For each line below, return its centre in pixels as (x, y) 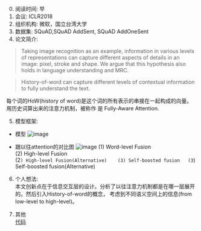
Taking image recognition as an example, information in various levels (108, 51)
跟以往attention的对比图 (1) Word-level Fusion (83, 147)
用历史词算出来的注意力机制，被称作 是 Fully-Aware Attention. (83, 108)
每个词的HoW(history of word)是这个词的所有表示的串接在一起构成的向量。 (99, 101)
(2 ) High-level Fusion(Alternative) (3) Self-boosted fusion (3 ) (105, 160)
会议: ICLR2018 (34, 16)
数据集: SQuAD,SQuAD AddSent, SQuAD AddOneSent (82, 31)
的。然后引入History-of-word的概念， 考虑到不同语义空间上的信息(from (103, 194)
